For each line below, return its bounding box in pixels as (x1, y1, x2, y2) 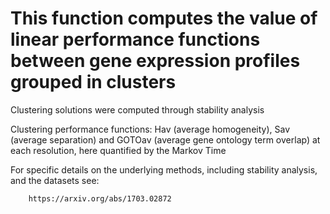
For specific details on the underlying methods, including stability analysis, (10, 163, 318, 176)
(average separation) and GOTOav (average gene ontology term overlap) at (10, 133, 321, 146)
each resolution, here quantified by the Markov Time (10, 144, 227, 156)
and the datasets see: (10, 174, 100, 186)
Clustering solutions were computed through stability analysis (10, 103, 265, 116)
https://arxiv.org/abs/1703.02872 (28, 193, 172, 204)
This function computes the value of (10, 7, 318, 30)
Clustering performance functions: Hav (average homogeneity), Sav (10, 123, 290, 135)
